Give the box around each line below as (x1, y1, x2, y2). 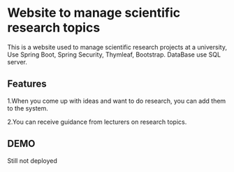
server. (7, 57, 28, 66)
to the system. (7, 103, 49, 113)
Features (7, 78, 47, 90)
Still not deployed (7, 156, 58, 165)
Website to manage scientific (7, 5, 180, 21)
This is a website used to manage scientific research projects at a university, (7, 43, 227, 51)
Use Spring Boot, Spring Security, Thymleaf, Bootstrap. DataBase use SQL (7, 50, 221, 59)
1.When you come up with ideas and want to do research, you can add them (7, 96, 226, 105)
